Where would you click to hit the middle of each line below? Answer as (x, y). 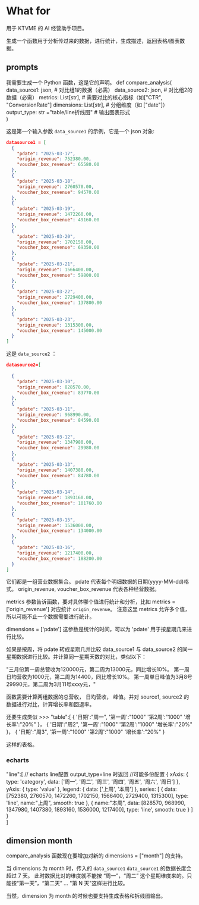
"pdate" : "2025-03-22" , (46, 292)
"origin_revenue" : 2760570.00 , (56, 187)
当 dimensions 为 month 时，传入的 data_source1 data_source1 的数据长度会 (99, 868)
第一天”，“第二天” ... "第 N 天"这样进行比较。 (74, 883)
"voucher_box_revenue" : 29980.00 (58, 448)
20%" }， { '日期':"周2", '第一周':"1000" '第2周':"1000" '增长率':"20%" (107, 725)
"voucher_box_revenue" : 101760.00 (59, 503)
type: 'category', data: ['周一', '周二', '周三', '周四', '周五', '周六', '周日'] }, (93, 781)
